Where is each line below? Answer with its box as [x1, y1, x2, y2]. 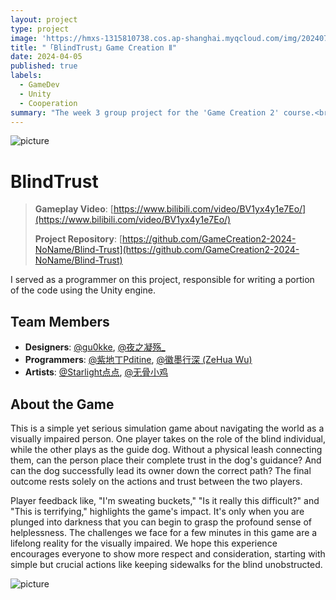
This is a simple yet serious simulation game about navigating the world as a [10, 422, 325, 434]
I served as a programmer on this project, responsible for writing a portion [10, 274, 315, 286]
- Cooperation [19, 98, 78, 108]
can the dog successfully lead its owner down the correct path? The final [10, 464, 312, 476]
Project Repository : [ [34, 233, 123, 245]
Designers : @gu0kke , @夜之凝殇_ [24, 341, 166, 353]
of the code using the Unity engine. [10, 284, 156, 296]
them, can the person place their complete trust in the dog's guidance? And [10, 454, 322, 466]
